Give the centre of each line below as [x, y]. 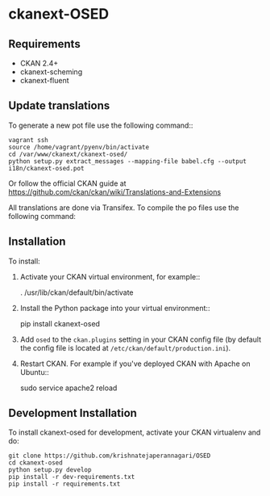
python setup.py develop [50, 470]
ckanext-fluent [44, 80]
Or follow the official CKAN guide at [67, 183]
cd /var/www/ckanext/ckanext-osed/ [68, 154]
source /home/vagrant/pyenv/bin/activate [79, 147]
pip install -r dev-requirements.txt [72, 477]
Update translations [59, 106]
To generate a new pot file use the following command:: [101, 125]
